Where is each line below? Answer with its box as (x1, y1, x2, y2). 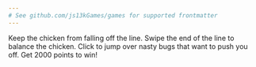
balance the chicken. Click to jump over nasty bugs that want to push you (8, 41, 248, 51)
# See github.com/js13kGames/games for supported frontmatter (8, 11, 218, 20)
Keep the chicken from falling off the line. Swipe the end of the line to (8, 33, 235, 43)
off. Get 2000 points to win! (8, 50, 97, 59)
